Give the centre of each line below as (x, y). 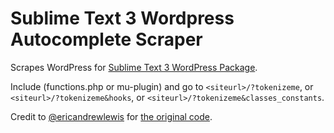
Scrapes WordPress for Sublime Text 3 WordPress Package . (134, 67)
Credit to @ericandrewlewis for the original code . (111, 116)
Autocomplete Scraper (106, 39)
